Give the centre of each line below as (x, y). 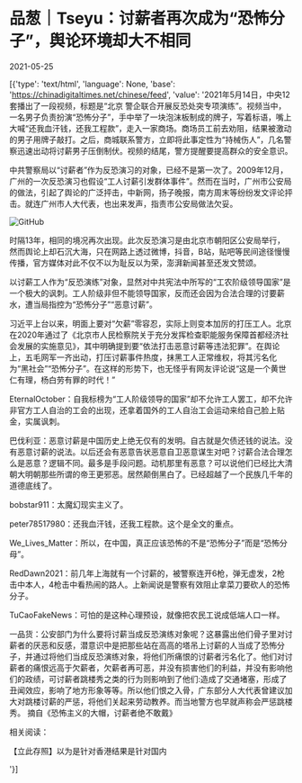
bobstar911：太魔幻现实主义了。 (69, 504)
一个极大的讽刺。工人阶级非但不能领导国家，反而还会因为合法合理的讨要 (143, 292)
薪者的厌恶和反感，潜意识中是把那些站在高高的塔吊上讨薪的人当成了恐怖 (143, 645)
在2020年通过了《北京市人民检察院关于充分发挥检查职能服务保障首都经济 (145, 335)
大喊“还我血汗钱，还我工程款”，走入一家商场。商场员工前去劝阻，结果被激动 (151, 128)
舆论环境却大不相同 (120, 41)
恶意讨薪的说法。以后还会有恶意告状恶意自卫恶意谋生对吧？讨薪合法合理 (151, 452)
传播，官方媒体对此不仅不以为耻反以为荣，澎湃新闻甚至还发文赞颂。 (135, 263)
